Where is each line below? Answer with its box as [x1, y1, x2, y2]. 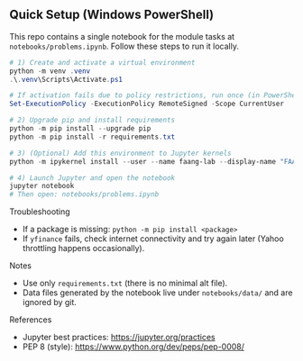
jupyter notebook [9, 182, 75, 191]
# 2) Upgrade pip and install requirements [9, 116, 176, 125]
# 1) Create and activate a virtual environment [9, 58, 196, 67]
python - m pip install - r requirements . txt [9, 132, 176, 141]
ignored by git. [22, 297, 77, 308]
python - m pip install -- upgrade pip [9, 124, 151, 133]
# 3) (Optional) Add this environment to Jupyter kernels [9, 149, 232, 158]
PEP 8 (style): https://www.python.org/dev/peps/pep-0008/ [22, 341, 245, 352]
